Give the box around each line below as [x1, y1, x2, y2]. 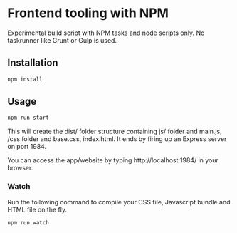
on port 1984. [7, 143, 47, 151]
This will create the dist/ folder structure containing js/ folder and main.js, [7, 127, 222, 136]
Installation [7, 57, 58, 69]
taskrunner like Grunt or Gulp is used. [7, 36, 117, 44]
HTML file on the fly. [7, 205, 68, 214]
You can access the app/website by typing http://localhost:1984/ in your [7, 156, 219, 165]
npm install [7, 76, 43, 83]
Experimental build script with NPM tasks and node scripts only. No [7, 29, 205, 37]
